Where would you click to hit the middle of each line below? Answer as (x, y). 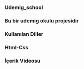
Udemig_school (24, 7)
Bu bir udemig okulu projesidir (42, 20)
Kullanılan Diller (24, 34)
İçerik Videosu (23, 61)
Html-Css (16, 47)
